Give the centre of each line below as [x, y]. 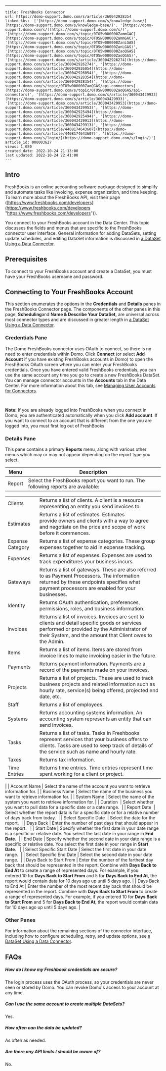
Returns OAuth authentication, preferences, [90, 602]
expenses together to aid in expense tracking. [92, 547]
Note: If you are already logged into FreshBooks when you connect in [76, 410]
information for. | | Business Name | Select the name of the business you [79, 792]
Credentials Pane [26, 338]
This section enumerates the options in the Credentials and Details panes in [83, 304]
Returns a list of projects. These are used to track [96, 678]
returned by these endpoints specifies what [90, 582]
